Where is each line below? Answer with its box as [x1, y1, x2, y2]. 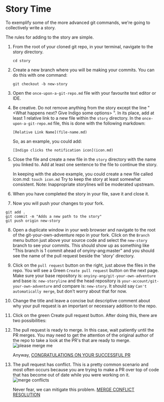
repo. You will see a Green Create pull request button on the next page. [12, 267, 159, 273]
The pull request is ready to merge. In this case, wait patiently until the [12, 327, 154, 333]
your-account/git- [122, 278, 159, 284]
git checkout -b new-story [12, 82, 68, 86]
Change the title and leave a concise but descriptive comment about [12, 297, 150, 303]
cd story [12, 58, 31, 63]
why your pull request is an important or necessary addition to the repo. [12, 303, 157, 309]
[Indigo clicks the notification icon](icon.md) [12, 148, 114, 152]
